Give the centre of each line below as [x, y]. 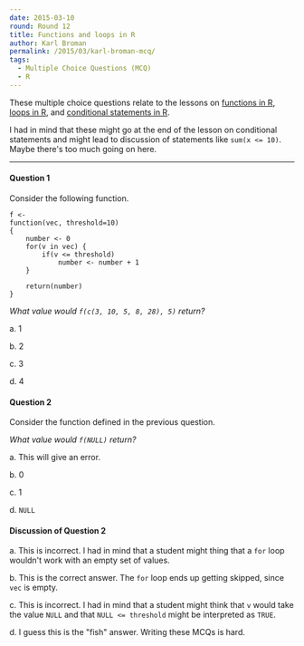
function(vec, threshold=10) [64, 223]
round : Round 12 [40, 26]
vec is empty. [34, 588]
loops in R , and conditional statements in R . [90, 112]
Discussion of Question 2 [58, 530]
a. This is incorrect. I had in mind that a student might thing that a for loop [147, 551]
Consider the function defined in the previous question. [112, 422]
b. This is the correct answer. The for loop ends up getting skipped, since [147, 578]
